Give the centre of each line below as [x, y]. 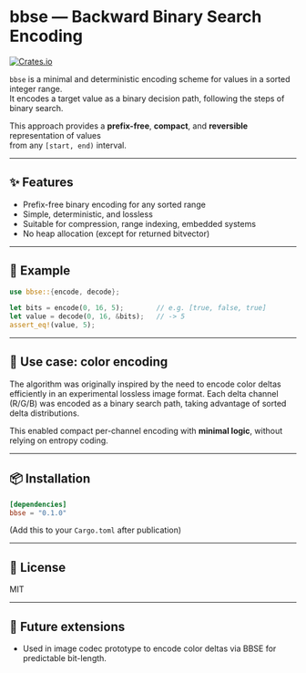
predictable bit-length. [65, 658]
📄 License [38, 567]
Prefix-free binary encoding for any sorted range [114, 204]
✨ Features [41, 183]
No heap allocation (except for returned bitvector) [116, 233]
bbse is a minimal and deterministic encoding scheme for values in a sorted [150, 78]
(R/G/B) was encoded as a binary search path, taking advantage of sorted [148, 403]
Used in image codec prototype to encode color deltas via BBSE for [149, 648]
